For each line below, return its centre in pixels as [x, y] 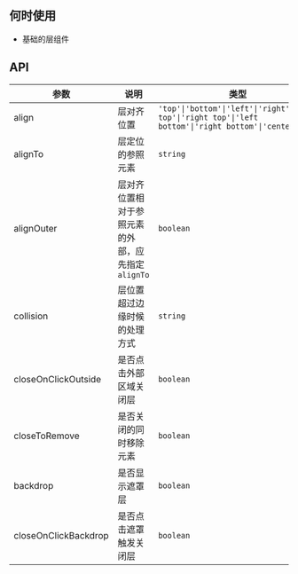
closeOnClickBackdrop [61, 535]
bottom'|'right [190, 126]
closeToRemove [47, 436]
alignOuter [35, 228]
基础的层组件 [45, 39]
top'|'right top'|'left [208, 117]
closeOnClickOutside [58, 379]
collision [31, 316]
